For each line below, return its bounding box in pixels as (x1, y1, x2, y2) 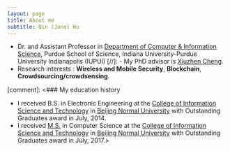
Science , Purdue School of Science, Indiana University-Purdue (17, 50, 197, 58)
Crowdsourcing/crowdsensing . (17, 72, 110, 80)
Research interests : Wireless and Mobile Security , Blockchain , (17, 64, 202, 73)
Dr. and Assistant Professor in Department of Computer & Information (17, 43, 217, 51)
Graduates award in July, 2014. (17, 114, 107, 122)
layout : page (7, 10, 45, 17)
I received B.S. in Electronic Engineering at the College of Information (17, 99, 217, 108)
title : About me (7, 17, 54, 24)
